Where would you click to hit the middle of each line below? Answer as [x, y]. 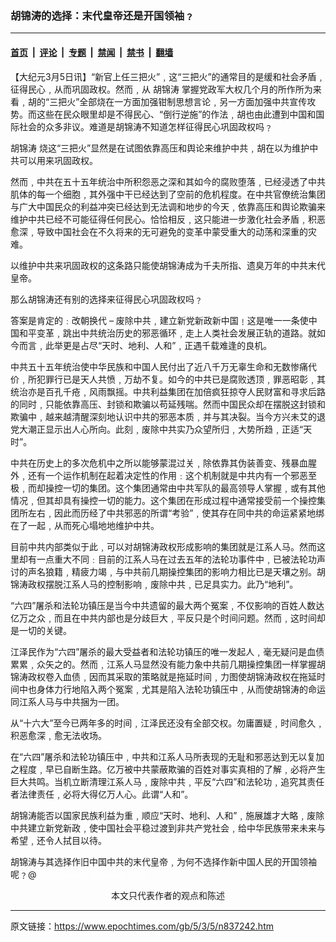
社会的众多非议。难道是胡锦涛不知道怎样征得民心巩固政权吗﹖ [145, 126]
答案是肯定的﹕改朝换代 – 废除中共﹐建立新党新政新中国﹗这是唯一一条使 [159, 320]
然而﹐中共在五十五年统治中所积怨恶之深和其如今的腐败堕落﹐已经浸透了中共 [168, 181]
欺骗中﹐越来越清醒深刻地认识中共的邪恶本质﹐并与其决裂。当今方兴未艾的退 [168, 416]
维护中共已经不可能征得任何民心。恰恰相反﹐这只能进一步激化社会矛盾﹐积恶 [168, 219]
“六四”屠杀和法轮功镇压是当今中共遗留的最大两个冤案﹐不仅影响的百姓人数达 [167, 605]
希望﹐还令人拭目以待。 [58, 840]
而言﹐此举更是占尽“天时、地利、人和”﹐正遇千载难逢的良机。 [145, 345]
